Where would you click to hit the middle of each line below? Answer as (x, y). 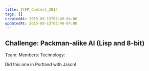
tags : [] (14, 14)
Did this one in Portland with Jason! (41, 65)
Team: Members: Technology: (35, 55)
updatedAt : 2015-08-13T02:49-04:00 (41, 23)
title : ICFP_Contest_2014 (31, 10)
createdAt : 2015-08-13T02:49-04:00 (41, 19)
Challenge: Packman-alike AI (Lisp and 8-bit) (75, 43)
